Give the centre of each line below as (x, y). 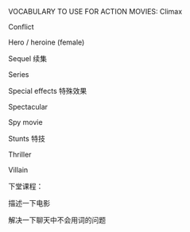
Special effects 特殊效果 (48, 91)
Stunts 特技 (27, 139)
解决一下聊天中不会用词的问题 (57, 220)
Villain (18, 170)
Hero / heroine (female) (47, 42)
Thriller (20, 155)
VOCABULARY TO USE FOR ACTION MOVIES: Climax (95, 12)
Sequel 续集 (28, 58)
